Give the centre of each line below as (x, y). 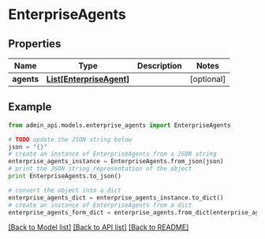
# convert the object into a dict (65, 190)
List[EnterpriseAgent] (88, 79)
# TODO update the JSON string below (70, 140)
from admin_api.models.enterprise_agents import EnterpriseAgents (119, 125)
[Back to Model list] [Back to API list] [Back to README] (99, 227)
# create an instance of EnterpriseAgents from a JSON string (112, 154)
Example (30, 107)
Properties (35, 44)
